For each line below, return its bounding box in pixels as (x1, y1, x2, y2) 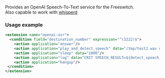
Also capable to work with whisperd (5, 9, 78, 15)
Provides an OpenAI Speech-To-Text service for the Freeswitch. (5, 4, 135, 10)
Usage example (5, 21, 43, 28)
